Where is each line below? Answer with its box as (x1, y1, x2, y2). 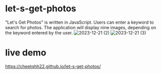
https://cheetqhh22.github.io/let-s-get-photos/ (5, 63, 101, 69)
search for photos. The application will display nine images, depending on (5, 24, 157, 30)
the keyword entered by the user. (5, 30, 73, 36)
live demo (5, 47, 46, 58)
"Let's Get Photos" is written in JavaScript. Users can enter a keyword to (5, 19, 154, 25)
